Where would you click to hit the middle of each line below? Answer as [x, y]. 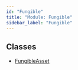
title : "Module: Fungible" [39, 17]
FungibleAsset [32, 61]
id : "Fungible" [25, 12]
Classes [21, 47]
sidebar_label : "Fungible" [39, 23]
